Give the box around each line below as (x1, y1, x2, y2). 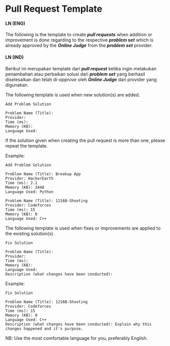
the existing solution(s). (5, 230, 55, 236)
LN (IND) (5, 54, 24, 60)
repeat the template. (5, 142, 48, 149)
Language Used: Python (5, 189, 54, 194)
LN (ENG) (5, 20, 26, 26)
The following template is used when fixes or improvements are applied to (5, 225, 161, 231)
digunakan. (5, 82, 29, 88)
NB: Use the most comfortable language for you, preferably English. (5, 335, 148, 341)
